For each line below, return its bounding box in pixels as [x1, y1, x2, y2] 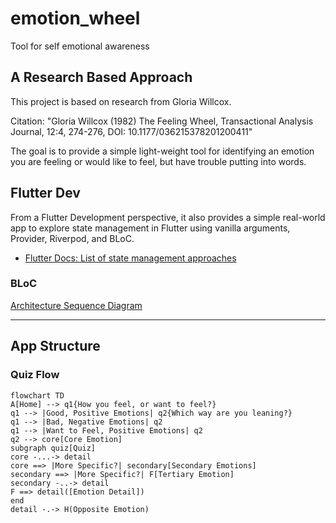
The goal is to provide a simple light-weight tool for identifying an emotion [10, 145, 315, 157]
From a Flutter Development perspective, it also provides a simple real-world [10, 211, 326, 223]
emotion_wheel [10, 7, 141, 30]
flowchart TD [10, 390, 65, 401]
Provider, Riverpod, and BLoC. [10, 232, 135, 244]
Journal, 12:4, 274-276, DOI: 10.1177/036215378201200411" [10, 125, 253, 137]
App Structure [10, 338, 101, 355]
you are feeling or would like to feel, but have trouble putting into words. [10, 155, 307, 167]
